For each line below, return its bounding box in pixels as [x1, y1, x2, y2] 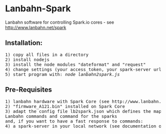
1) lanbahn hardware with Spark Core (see [5, 99, 110, 104]
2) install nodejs [5, 57, 50, 62]
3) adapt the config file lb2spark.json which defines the [5, 108, 152, 114]
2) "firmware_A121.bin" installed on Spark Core [5, 103, 125, 109]
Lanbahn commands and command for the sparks [5, 113, 118, 119]
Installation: [5, 39, 43, 47]
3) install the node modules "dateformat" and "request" [5, 62, 146, 67]
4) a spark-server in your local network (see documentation [5, 123, 157, 129]
